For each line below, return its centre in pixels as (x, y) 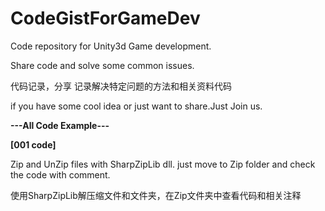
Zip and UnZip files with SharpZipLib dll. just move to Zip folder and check (163, 164)
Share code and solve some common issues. (102, 65)
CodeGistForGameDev (105, 18)
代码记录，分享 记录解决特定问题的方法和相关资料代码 (121, 86)
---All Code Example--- (60, 125)
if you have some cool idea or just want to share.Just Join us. (136, 106)
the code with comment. (60, 174)
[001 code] (33, 144)
